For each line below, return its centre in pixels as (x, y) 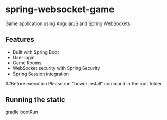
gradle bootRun (22, 112)
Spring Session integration (41, 74)
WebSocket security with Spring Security (56, 68)
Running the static (35, 100)
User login (24, 57)
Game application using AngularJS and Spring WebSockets (68, 23)
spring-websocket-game (60, 9)
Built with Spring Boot (36, 52)
